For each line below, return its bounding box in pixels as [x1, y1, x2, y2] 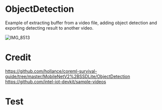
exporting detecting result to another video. [5, 25, 94, 31]
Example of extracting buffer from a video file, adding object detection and [5, 20, 157, 26]
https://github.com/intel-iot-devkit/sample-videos [5, 78, 106, 84]
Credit [5, 52, 31, 63]
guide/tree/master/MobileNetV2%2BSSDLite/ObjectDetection [5, 73, 130, 79]
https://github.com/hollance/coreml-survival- [5, 68, 97, 74]
